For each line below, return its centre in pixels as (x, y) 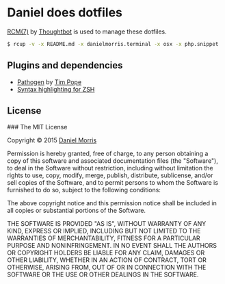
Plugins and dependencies (65, 65)
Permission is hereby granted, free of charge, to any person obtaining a (108, 154)
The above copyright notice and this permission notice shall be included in (112, 203)
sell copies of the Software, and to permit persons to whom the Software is (113, 183)
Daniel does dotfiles (65, 13)
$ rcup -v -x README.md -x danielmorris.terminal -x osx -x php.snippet (113, 44)
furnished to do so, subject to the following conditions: (84, 190)
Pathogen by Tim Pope (49, 82)
